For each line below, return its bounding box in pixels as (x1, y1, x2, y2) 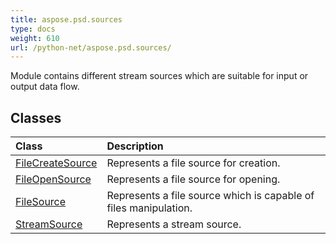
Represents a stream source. (106, 217, 242, 231)
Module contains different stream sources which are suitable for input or (10, 70, 309, 82)
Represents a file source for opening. (106, 172, 281, 186)
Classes (10, 109, 62, 126)
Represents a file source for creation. (106, 156, 281, 170)
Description (106, 139, 164, 153)
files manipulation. (106, 201, 193, 215)
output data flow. (10, 81, 80, 93)
